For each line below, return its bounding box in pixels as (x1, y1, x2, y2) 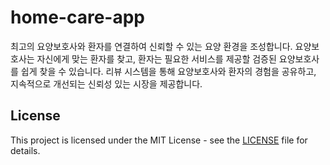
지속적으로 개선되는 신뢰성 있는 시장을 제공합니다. (10, 77, 203, 90)
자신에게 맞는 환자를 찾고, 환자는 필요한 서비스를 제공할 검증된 (36, 52, 277, 65)
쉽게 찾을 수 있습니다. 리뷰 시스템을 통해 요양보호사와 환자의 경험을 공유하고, (20, 65, 317, 77)
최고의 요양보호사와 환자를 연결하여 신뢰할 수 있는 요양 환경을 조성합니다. (10, 40, 293, 52)
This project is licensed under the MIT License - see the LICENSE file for (10, 134, 308, 146)
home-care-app (10, 6, 145, 29)
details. (10, 144, 41, 156)
